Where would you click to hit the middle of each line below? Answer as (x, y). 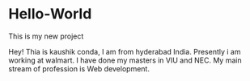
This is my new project (46, 36)
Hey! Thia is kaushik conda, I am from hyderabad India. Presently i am (125, 51)
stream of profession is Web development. (79, 68)
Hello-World (50, 14)
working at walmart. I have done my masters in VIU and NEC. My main (125, 60)
